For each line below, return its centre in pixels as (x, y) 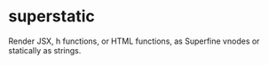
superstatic (51, 16)
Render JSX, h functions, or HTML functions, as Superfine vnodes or (134, 41)
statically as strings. (45, 50)
